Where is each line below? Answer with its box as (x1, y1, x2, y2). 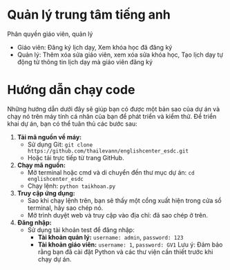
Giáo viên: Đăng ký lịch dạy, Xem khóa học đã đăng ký (17, 43, 173, 51)
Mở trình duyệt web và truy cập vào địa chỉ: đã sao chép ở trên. (27, 211, 209, 219)
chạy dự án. (37, 255, 72, 263)
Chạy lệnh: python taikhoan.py (27, 182, 116, 190)
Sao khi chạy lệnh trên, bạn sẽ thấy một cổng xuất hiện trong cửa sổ (27, 196, 222, 204)
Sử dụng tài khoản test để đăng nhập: (27, 225, 135, 234)
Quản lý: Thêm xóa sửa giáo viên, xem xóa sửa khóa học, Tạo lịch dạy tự (17, 50, 223, 59)
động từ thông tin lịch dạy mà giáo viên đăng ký (17, 57, 153, 66)
